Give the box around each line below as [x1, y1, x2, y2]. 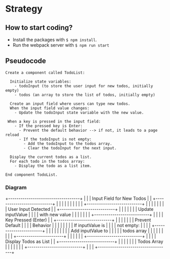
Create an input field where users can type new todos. [10, 101, 130, 106]
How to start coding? [5, 23, 73, 32]
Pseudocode [5, 57, 47, 65]
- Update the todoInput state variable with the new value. [14, 110, 144, 115]
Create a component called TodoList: [5, 70, 85, 75]
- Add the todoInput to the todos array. [23, 141, 113, 146]
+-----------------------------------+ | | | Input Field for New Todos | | [5, 196, 152, 202]
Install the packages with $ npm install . [12, 36, 97, 43]
